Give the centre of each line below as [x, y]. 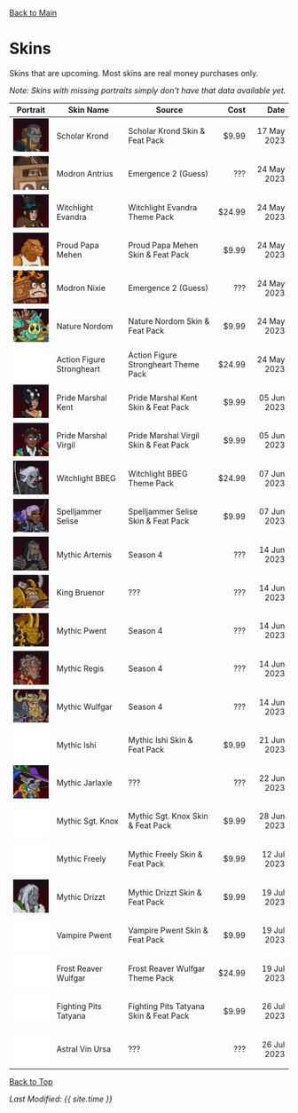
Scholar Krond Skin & [167, 131]
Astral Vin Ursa [84, 1049]
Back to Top [31, 1082]
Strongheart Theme [164, 364]
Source [169, 110]
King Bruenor [80, 593]
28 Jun [272, 817]
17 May [271, 131]
